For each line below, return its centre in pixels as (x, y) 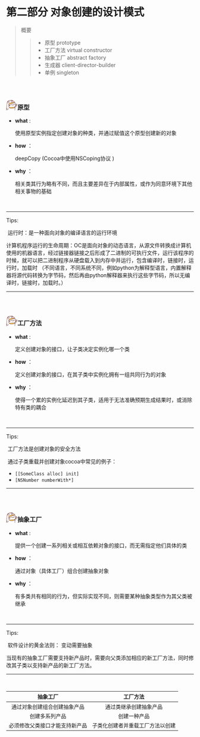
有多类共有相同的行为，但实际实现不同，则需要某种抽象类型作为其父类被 (103, 596)
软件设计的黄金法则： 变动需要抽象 (50, 645)
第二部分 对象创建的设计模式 (75, 12)
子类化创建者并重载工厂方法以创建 (134, 726)
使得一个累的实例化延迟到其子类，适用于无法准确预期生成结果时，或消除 (103, 400)
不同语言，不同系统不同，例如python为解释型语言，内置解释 (118, 268)
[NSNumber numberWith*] (44, 480)
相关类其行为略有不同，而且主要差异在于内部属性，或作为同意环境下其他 (103, 184)
